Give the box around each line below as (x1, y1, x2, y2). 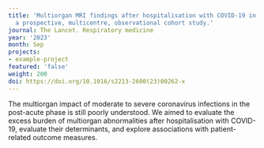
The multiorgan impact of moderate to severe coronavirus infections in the (8, 99, 251, 109)
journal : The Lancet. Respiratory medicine (8, 26, 154, 34)
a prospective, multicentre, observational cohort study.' (15, 19, 214, 27)
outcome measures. (32, 132, 98, 142)
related (8, 132, 32, 142)
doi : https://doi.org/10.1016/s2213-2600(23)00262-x (8, 77, 186, 85)
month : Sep (8, 41, 44, 49)
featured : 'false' (8, 63, 69, 71)
